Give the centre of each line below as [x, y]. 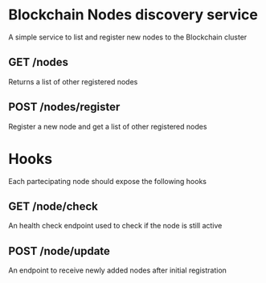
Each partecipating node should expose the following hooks [108, 181]
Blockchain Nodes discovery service [133, 15]
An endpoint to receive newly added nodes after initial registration [118, 270]
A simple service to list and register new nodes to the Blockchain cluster [128, 37]
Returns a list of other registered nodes [73, 81]
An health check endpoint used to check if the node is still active [115, 226]
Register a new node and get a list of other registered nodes [108, 126]
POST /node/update [59, 251]
